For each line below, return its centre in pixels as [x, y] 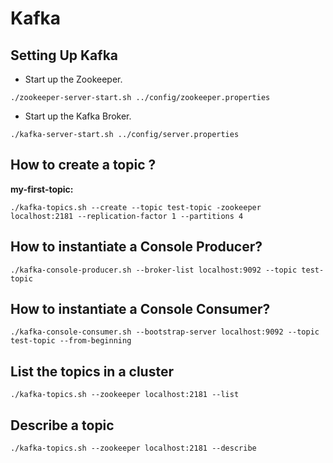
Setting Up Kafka [64, 55]
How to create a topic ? [83, 165]
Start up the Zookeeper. [73, 79]
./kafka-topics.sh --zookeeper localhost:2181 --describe [133, 448]
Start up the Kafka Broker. [78, 116]
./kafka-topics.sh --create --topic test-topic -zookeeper [136, 207]
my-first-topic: [42, 189]
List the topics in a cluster [92, 371]
